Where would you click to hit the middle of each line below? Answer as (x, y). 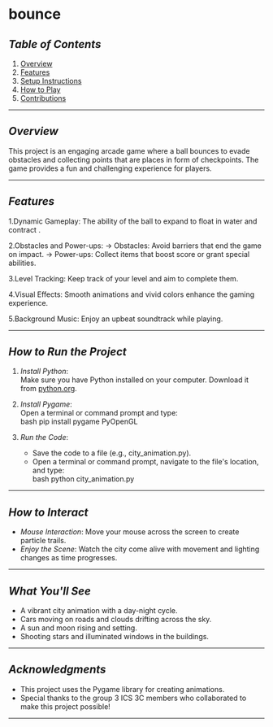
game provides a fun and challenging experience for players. (110, 168)
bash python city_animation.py (83, 479)
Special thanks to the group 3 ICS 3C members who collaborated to (133, 698)
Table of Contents (55, 44)
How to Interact (48, 512)
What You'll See (50, 591)
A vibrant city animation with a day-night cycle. (99, 611)
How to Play (40, 89)
